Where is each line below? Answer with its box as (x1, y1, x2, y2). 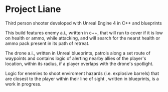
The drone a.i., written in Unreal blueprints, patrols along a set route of (5, 50, 150, 56)
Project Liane (5, 3, 61, 15)
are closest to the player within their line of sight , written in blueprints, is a (5, 75, 159, 81)
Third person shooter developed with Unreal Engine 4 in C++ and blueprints (5, 20, 162, 26)
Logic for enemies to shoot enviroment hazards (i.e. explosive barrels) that (5, 70, 159, 76)
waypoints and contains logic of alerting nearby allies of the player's (5, 55, 146, 61)
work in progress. (5, 81, 42, 87)
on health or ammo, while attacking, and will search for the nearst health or (5, 35, 160, 41)
